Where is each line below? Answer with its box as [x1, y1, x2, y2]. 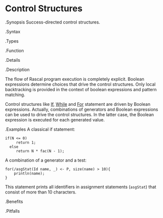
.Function [5, 48, 24, 53]
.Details [5, 57, 21, 63]
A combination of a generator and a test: [5, 157, 87, 163]
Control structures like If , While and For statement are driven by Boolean [5, 101, 151, 107]
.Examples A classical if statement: [5, 126, 75, 132]
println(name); [14, 171, 45, 176]
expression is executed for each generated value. [5, 117, 105, 122]
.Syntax [5, 28, 21, 34]
